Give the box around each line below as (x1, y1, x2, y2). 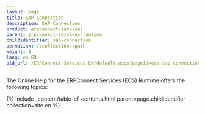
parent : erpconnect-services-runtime (6, 32, 103, 38)
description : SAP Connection (6, 20, 81, 26)
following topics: (6, 83, 48, 90)
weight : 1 (6, 49, 32, 55)
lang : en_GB (6, 54, 37, 60)
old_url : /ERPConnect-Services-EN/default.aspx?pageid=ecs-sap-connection (6, 60, 201, 66)
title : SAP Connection (6, 15, 64, 21)
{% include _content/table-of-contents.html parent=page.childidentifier (6, 95, 185, 102)
